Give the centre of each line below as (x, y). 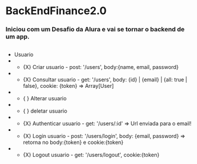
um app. (18, 37)
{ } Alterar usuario (45, 98)
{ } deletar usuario (45, 111)
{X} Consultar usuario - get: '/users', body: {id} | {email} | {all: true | (105, 79)
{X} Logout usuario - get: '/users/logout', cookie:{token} (91, 155)
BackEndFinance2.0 (56, 11)
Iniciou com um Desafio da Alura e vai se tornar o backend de (95, 29)
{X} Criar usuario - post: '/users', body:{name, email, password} (101, 67)
